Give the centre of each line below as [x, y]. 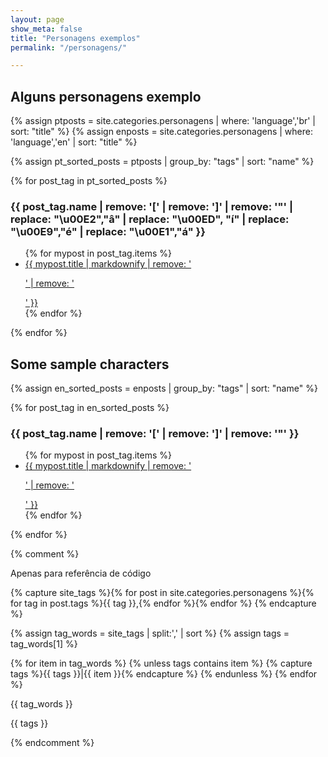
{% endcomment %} [52, 743]
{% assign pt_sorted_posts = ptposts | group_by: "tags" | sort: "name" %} [162, 162]
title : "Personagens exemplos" [75, 38]
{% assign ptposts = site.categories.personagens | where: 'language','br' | [163, 121]
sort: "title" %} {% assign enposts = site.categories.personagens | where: [161, 132]
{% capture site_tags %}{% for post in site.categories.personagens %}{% [162, 593]
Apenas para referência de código [81, 573]
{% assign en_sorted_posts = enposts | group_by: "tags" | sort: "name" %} [164, 388]
